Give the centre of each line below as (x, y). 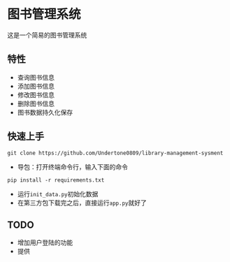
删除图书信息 (36, 103)
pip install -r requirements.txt (56, 180)
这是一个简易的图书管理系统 (47, 35)
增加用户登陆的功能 (45, 242)
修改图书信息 (36, 94)
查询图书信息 (36, 77)
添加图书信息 (36, 86)
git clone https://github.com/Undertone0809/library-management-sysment (115, 153)
